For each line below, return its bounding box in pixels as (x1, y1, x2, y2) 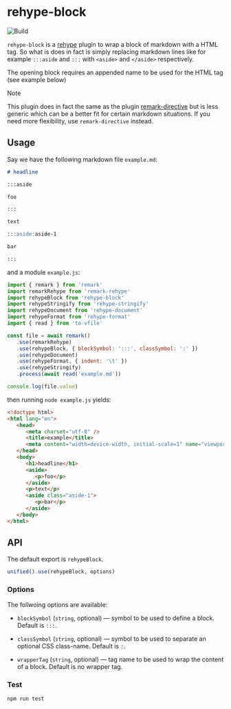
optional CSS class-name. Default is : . (16, 641, 126, 650)
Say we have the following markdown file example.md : (7, 155, 158, 163)
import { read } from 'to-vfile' (7, 320, 103, 327)
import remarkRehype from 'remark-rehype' (7, 287, 131, 295)
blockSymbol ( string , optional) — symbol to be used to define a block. (16, 614, 215, 622)
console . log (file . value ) (7, 383, 78, 390)
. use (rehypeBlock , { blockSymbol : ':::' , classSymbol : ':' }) (16, 345, 198, 352)
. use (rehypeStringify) (16, 364, 81, 371)
